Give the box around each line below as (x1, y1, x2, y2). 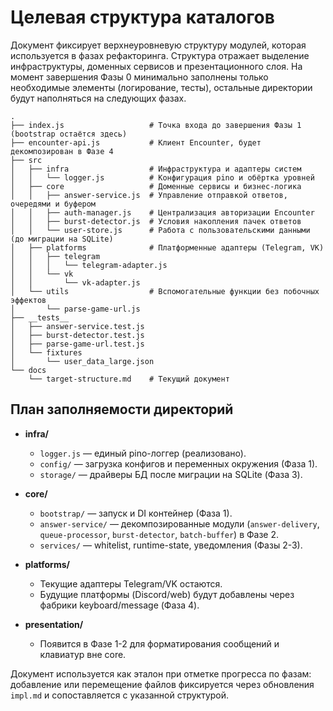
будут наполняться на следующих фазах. (10, 92, 187, 104)
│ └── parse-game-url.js (10, 304, 141, 314)
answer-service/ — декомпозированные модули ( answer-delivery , (39, 517, 320, 530)
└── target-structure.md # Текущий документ (28, 374, 230, 384)
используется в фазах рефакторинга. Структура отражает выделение (10, 49, 310, 61)
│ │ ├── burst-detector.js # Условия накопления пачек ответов (10, 216, 302, 226)
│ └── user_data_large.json (10, 356, 155, 366)
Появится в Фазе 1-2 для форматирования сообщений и (39, 637, 280, 650)
